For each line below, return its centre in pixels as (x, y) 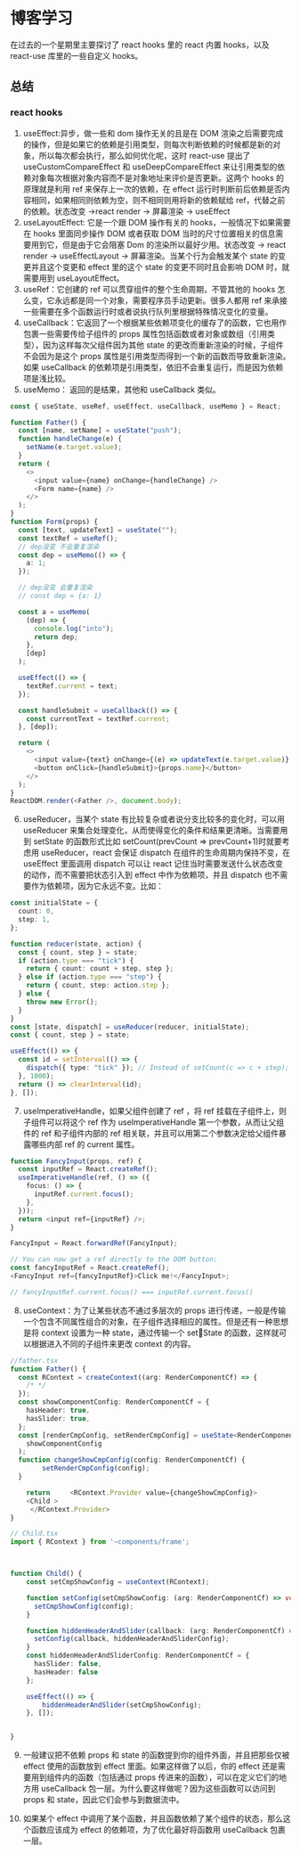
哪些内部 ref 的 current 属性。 (85, 1144)
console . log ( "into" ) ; (74, 628)
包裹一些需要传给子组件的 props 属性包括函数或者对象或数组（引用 (145, 333)
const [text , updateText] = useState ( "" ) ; (98, 530)
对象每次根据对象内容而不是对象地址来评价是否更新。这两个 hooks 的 (157, 177)
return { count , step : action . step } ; (98, 986)
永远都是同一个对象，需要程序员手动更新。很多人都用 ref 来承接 (171, 300)
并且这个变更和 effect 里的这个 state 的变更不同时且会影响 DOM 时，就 (160, 267)
